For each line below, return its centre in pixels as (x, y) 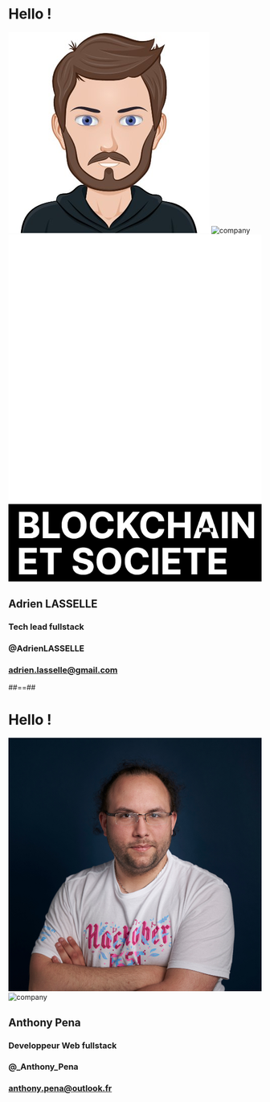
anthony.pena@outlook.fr (60, 1088)
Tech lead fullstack (46, 627)
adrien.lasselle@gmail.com (63, 670)
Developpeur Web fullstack (63, 1045)
